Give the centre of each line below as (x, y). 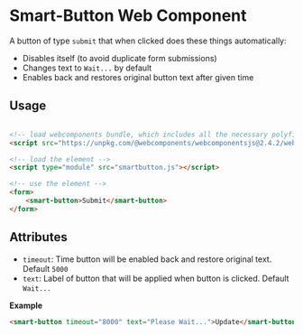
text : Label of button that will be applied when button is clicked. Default (156, 278)
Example (26, 305)
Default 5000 (45, 268)
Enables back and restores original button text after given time (138, 77)
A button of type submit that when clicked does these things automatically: (148, 41)
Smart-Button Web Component (128, 16)
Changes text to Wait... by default (87, 68)
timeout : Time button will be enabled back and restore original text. (147, 259)
